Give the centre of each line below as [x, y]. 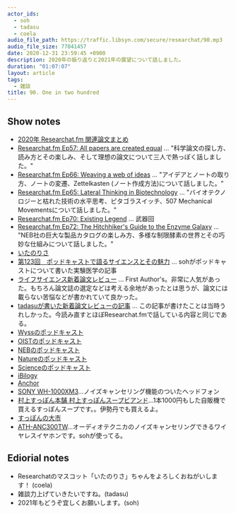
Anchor [28, 383]
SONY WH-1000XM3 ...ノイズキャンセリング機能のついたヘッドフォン [119, 391]
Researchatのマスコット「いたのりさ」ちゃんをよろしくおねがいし [114, 476]
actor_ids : [23, 14]
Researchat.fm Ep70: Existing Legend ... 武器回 [86, 218]
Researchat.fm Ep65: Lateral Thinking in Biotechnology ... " [103, 192]
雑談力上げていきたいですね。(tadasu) [73, 494]
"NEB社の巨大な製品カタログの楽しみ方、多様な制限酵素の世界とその [118, 235]
